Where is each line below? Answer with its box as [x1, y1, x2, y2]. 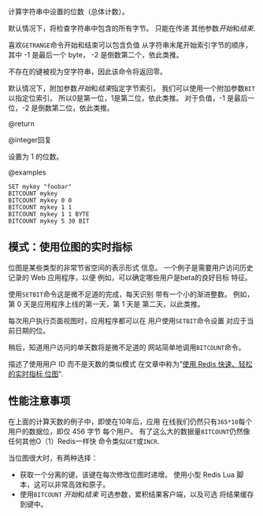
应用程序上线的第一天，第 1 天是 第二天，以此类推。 [36, 299, 205, 308]
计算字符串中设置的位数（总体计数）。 [8, 7, 129, 16]
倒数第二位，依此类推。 [38, 103, 114, 112]
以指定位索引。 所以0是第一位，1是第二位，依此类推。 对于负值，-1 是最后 [8, 94, 248, 102]
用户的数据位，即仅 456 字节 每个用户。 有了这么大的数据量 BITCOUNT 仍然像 [8, 426, 250, 436]
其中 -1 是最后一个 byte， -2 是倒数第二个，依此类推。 [8, 50, 183, 59]
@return [8, 119, 35, 128]
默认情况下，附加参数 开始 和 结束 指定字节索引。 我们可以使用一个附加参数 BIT [8, 83, 256, 93]
